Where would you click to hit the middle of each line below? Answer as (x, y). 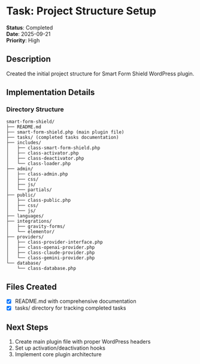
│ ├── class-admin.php (37, 174)
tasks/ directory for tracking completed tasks (70, 308)
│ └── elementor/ (31, 232)
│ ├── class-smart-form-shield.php (53, 148)
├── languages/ (25, 216)
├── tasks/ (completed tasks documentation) (63, 138)
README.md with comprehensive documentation (75, 301)
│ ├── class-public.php (38, 201)
